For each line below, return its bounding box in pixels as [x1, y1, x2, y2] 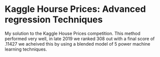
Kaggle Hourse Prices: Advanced [5, 3, 146, 15]
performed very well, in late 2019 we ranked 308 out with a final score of [5, 36, 155, 42]
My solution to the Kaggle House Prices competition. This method [5, 30, 141, 36]
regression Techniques [5, 14, 103, 25]
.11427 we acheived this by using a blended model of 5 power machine [5, 41, 150, 47]
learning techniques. [5, 46, 47, 52]
